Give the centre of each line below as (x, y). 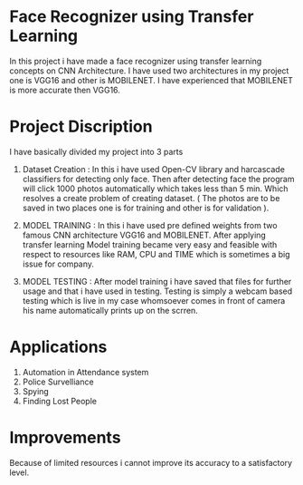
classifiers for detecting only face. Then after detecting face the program (158, 179)
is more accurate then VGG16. (65, 90)
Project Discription (81, 126)
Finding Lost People (60, 401)
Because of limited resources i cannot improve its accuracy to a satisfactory (151, 462)
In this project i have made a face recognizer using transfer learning (136, 61)
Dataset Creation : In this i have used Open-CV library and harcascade (153, 169)
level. (19, 472)
